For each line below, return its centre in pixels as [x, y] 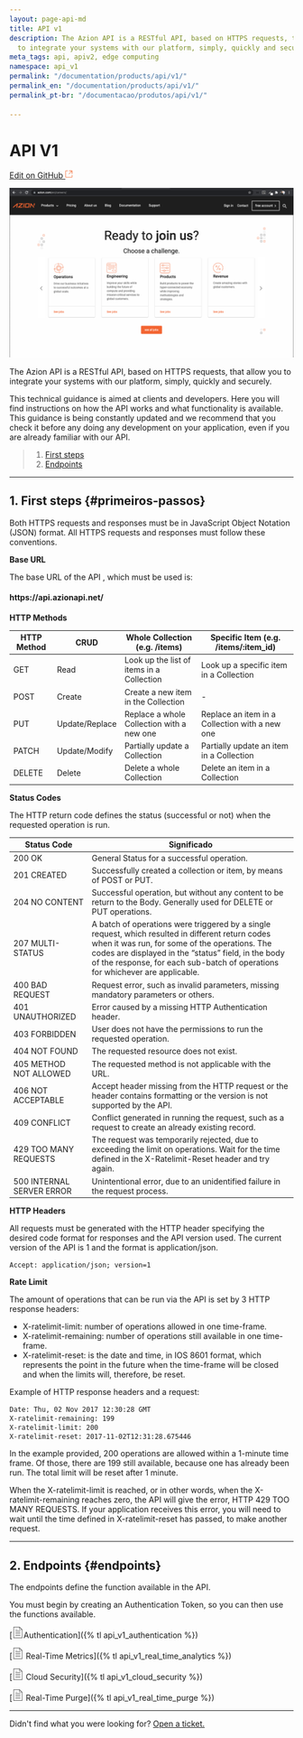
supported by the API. [132, 1105]
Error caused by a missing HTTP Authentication [179, 1007]
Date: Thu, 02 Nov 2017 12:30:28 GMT [80, 1410]
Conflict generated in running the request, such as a [188, 1118]
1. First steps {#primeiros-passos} [107, 501]
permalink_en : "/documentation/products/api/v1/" [105, 86]
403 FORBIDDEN [45, 1034]
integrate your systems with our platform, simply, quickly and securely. [141, 381]
